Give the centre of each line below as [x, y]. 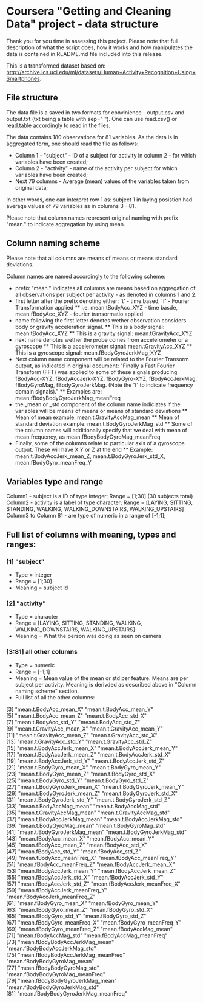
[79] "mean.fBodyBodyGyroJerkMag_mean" [62, 980]
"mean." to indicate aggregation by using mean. [66, 224]
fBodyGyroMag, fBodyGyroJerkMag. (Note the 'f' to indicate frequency [104, 385]
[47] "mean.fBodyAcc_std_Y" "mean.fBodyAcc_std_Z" [74, 851]
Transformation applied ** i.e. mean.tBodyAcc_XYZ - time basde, [96, 307]
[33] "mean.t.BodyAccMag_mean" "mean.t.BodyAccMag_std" [83, 806]
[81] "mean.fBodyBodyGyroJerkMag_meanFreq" [67, 993]
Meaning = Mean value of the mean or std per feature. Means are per [102, 678]
